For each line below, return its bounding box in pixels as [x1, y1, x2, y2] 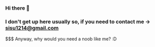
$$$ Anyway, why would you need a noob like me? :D [5, 36, 117, 42]
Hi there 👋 [5, 5, 30, 12]
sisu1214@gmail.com [5, 24, 59, 31]
